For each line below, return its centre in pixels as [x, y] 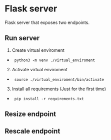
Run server [22, 38]
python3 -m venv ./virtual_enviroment [55, 60]
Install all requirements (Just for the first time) [59, 89]
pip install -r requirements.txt [49, 99]
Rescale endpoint [32, 131]
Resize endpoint [30, 114]
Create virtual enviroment [38, 50]
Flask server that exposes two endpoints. [47, 22]
